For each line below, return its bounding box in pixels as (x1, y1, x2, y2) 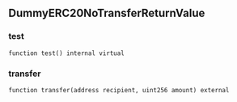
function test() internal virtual (8, 49, 125, 57)
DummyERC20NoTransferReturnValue (8, 6, 205, 20)
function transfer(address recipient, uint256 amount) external (8, 86, 230, 94)
